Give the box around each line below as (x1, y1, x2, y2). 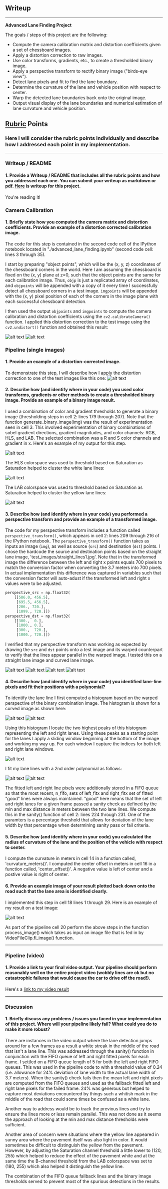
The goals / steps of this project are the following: (5, 32, 107, 38)
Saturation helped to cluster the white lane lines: (5, 465, 105, 471)
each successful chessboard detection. (5, 298, 86, 305)
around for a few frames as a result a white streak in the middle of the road (5, 1043, 159, 1049)
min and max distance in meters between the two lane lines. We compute (5, 806, 156, 812)
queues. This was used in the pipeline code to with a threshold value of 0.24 (5, 1064, 162, 1070)
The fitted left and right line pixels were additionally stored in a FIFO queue (5, 785, 159, 791)
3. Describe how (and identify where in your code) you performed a (5, 511, 148, 517)
